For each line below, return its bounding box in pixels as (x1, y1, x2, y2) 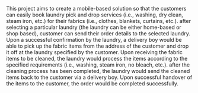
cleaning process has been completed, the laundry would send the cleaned (6, 68, 190, 74)
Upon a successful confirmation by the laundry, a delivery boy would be (6, 36, 182, 43)
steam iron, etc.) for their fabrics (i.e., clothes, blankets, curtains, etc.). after (6, 18, 191, 24)
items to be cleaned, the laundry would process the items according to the (6, 55, 188, 62)
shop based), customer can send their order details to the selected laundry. (6, 30, 191, 37)
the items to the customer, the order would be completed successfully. (6, 80, 179, 87)
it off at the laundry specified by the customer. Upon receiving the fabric (6, 49, 183, 55)
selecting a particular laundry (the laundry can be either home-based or (6, 24, 182, 31)
